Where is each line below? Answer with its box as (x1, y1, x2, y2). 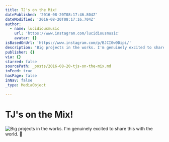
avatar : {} (14, 36, 37, 41)
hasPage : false (5, 73, 37, 78)
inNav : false (5, 78, 33, 83)
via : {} (5, 54, 22, 60)
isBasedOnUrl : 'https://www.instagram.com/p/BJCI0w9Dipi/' (5, 40, 132, 45)
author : (5, 21, 22, 27)
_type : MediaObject (5, 82, 46, 87)
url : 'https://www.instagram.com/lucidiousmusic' (14, 31, 121, 36)
